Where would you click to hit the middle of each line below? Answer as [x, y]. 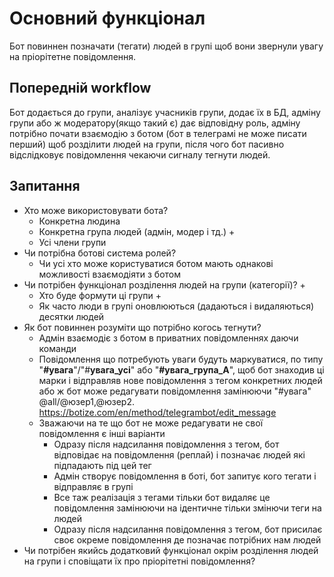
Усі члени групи [72, 242]
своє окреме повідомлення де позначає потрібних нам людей [187, 539]
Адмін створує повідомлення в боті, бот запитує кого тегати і [185, 476]
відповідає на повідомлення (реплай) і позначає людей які [179, 454]
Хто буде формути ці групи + [100, 295]
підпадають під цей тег [102, 465]
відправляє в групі [93, 486]
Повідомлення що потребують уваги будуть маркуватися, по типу [181, 359]
